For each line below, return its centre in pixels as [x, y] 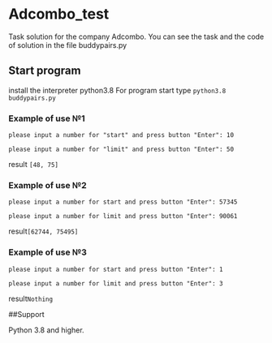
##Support [26, 314]
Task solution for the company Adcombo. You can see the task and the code [136, 36]
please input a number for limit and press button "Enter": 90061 [123, 217]
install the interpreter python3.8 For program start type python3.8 [117, 90]
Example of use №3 [48, 252]
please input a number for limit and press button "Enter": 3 [116, 283]
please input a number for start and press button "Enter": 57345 [123, 202]
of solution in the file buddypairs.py [68, 45]
